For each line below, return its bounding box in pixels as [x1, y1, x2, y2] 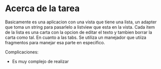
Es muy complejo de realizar [12, 58, 69, 64]
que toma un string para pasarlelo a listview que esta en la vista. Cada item [5, 24, 155, 30]
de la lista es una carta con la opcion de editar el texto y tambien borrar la [5, 29, 152, 35]
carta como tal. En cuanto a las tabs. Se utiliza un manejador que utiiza [5, 34, 146, 40]
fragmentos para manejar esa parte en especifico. [5, 39, 105, 45]
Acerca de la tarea [5, 3, 80, 14]
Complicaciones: [5, 49, 39, 55]
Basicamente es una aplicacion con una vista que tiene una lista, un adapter [5, 19, 157, 25]
